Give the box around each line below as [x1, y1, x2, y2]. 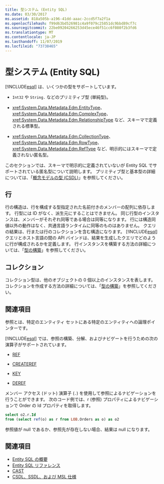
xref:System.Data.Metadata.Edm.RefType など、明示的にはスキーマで [12, 145, 153, 151]
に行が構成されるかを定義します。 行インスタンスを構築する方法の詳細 [5, 241, 147, 247]
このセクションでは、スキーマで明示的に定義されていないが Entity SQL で [5, 162, 153, 168]
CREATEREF [12, 361, 37, 367]
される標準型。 [12, 123, 43, 129]
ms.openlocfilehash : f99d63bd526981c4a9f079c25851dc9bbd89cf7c [5, 21, 137, 26]
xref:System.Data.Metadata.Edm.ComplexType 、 [12, 111, 111, 116]
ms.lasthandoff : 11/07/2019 [5, 39, 63, 44]
